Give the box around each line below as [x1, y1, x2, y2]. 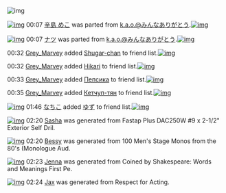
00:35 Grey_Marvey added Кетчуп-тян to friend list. [7, 89, 155, 96]
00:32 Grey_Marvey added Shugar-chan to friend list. [7, 49, 158, 57]
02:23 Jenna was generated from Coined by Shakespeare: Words [26, 157, 212, 166]
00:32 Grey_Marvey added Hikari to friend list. [7, 62, 138, 70]
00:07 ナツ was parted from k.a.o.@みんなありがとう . [26, 35, 177, 43]
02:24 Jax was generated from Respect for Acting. [26, 178, 170, 186]
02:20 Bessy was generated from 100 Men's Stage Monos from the [26, 137, 216, 145]
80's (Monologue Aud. [7, 144, 71, 152]
